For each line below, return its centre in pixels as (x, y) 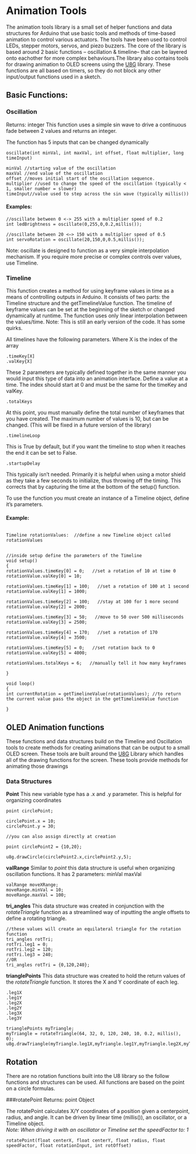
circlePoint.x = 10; (31, 821)
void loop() (20, 684)
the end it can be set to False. (42, 453)
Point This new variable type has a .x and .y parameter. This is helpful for (94, 794)
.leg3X (14, 1014)
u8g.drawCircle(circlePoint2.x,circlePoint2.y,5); (69, 857)
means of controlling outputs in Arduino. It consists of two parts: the (88, 297)
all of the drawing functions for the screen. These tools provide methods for (97, 760)
